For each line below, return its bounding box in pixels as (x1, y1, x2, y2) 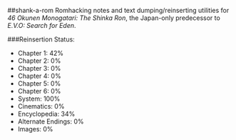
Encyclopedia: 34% (17, 110, 76, 118)
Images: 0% (17, 125, 53, 133)
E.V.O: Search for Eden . (7, 21, 76, 29)
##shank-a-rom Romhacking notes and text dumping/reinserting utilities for (7, 6, 230, 14)
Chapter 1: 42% (17, 49, 64, 57)
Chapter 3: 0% (17, 64, 61, 72)
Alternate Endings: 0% (17, 117, 84, 126)
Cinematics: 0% (17, 102, 65, 110)
